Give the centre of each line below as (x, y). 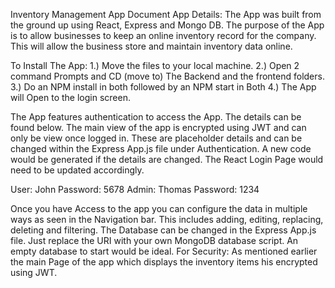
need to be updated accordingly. (77, 170)
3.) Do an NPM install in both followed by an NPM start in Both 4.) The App (163, 87)
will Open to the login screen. (70, 97)
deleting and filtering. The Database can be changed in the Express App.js (163, 230)
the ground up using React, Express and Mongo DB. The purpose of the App (167, 25)
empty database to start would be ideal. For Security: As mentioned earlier (164, 251)
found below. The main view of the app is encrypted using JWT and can (158, 127)
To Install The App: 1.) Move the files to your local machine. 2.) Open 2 (155, 65)
